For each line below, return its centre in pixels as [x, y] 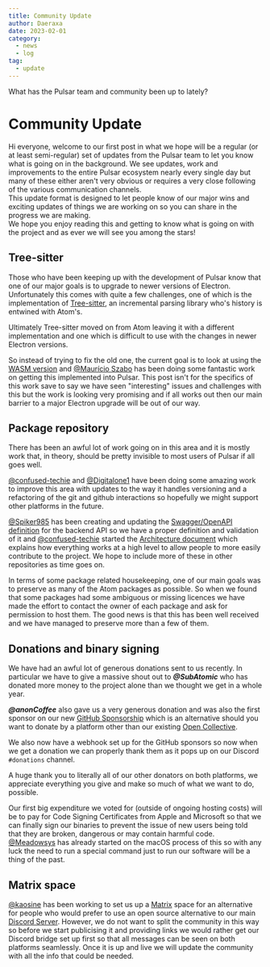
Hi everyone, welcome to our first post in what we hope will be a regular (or [133, 146]
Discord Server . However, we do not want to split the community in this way [134, 921]
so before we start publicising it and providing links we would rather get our [134, 930]
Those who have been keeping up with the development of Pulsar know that [135, 277]
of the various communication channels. [75, 189]
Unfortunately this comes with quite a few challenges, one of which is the [130, 294]
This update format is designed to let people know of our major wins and [129, 198]
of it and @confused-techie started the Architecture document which [123, 539]
